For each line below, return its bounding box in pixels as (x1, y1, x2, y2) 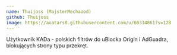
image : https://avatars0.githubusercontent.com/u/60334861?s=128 (6, 20, 171, 25)
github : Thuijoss (6, 14, 49, 20)
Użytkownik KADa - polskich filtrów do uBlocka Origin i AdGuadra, (6, 36, 168, 43)
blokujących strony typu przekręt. (6, 42, 88, 49)
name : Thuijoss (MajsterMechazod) (6, 8, 92, 15)
